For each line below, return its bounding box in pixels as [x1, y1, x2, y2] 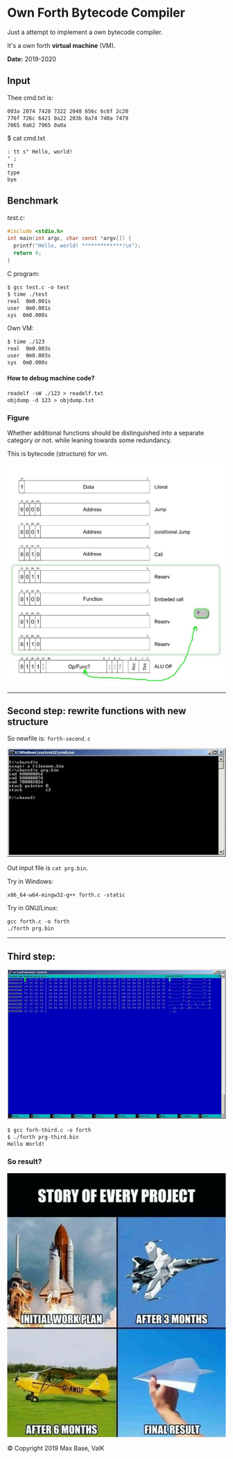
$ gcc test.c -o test [7, 284, 70, 291]
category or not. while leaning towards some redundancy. [7, 436, 172, 444]
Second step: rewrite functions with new [7, 704, 187, 717]
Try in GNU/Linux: [7, 904, 58, 912]
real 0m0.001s [7, 298, 51, 305]
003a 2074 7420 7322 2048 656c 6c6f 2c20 [7, 108, 129, 115]
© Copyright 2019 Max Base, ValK [7, 1444, 105, 1452]
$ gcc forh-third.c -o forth [7, 1127, 92, 1134]
